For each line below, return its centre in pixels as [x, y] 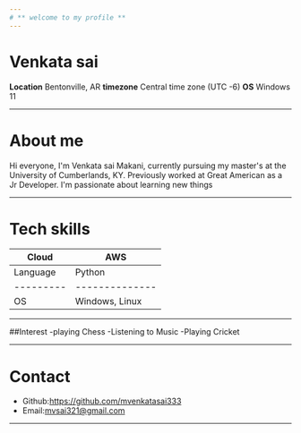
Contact [40, 376]
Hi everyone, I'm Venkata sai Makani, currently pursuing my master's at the [148, 166]
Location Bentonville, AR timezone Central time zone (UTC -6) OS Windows [150, 87]
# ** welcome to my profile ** [68, 17]
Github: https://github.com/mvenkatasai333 [102, 401]
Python [90, 272]
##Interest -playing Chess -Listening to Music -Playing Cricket [125, 332]
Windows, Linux [108, 301]
